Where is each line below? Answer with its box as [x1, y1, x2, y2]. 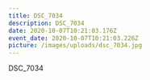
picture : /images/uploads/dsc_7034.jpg [8, 42, 143, 50]
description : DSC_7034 [8, 19, 85, 27]
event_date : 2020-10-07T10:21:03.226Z [8, 34, 139, 42]
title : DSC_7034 [8, 11, 63, 20]
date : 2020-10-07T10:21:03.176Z [8, 26, 117, 34]
